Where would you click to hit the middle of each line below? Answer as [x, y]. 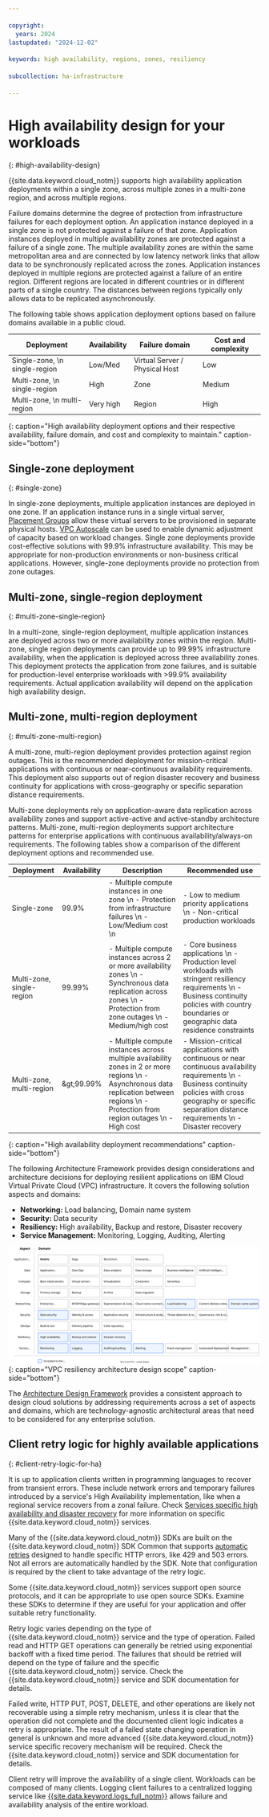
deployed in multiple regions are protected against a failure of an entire [125, 272]
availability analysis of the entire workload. [78, 1804]
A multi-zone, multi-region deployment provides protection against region [130, 752]
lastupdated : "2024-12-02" [53, 43]
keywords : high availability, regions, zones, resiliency [107, 59]
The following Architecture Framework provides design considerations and [131, 1168]
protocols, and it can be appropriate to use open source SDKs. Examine [126, 1595]
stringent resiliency [215, 978]
